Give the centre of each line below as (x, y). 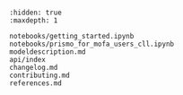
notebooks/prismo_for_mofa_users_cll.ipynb (92, 44)
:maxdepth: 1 (34, 21)
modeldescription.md (48, 52)
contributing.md (39, 75)
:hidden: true (36, 13)
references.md (36, 83)
